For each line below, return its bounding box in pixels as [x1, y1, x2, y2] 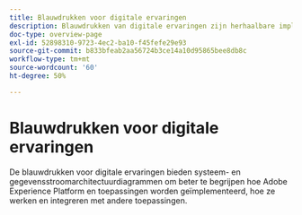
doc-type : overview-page [9, 30, 102, 39]
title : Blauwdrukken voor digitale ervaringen [9, 13, 187, 22]
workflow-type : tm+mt [9, 55, 91, 64]
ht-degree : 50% [9, 72, 67, 81]
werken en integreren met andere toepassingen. [9, 194, 188, 206]
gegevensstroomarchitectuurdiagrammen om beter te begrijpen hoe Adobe [9, 176, 288, 186]
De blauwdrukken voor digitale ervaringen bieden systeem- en [9, 167, 241, 177]
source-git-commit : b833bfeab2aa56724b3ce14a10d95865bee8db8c [9, 47, 247, 56]
